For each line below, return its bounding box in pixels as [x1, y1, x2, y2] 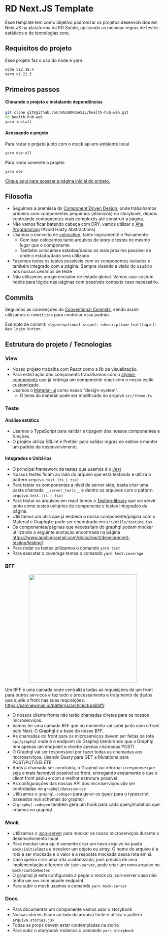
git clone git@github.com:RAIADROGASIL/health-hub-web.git [5, 110, 129, 115]
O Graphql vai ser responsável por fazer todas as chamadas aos [12, 748, 143, 755]
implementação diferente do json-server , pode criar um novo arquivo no [12, 862, 160, 868]
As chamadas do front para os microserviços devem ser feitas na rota [12, 733, 154, 739]
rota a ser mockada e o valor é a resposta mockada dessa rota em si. [12, 851, 153, 857]
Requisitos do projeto [5, 44, 72, 52]
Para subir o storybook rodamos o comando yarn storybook [12, 928, 134, 934]
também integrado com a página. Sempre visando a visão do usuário [12, 263, 152, 269]
